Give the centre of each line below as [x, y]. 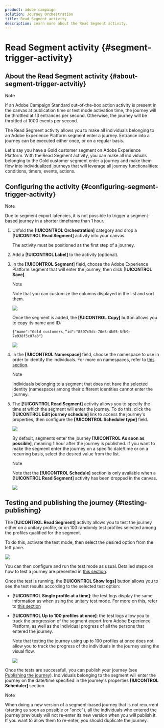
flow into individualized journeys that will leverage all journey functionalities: [82, 166]
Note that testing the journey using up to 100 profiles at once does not [83, 641]
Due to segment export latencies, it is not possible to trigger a [67, 216]
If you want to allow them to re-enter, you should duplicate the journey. [77, 720]
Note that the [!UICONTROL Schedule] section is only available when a [84, 473]
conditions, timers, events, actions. [40, 171]
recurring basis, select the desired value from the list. [66, 454]
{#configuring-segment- [119, 186]
